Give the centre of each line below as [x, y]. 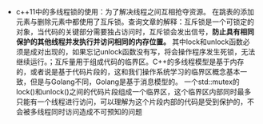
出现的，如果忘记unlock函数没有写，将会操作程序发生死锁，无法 [149, 52]
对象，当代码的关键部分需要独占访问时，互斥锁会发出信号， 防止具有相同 [135, 32]
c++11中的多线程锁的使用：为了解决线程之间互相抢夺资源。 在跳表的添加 [135, 12]
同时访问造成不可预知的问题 [96, 112]
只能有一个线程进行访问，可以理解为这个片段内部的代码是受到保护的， [131, 102]
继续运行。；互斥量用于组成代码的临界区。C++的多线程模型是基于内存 [130, 62]
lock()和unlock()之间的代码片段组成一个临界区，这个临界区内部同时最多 [133, 92]
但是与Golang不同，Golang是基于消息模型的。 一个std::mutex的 [135, 82]
